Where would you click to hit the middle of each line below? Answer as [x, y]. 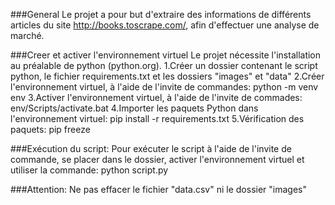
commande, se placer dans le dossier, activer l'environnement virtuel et [157, 159]
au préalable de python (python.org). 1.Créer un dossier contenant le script [164, 65]
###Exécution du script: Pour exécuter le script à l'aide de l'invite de [151, 148]
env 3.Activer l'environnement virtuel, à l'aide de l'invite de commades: [156, 97]
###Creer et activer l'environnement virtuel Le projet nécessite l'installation [166, 55]
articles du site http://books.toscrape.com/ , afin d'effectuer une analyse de [165, 25]
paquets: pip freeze [50, 129]
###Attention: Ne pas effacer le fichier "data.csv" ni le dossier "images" [158, 189]
